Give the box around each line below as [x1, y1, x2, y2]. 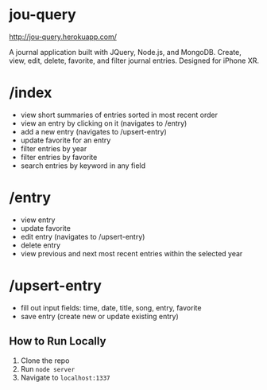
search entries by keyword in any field [20, 161, 146, 170]
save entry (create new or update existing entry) [20, 311, 180, 321]
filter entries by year [20, 143, 87, 153]
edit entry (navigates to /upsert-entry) [20, 232, 145, 241]
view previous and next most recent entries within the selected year [20, 248, 243, 258]
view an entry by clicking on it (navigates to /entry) [20, 118, 188, 128]
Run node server [20, 364, 75, 373]
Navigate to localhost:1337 [20, 372, 110, 382]
